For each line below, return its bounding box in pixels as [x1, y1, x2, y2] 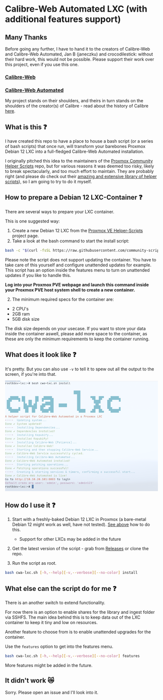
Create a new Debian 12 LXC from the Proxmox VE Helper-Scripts [12, 227, 143, 233]
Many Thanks [5, 33, 48, 41]
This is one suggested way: [5, 218, 60, 224]
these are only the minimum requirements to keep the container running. [5, 336, 150, 342]
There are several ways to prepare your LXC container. [5, 208, 114, 215]
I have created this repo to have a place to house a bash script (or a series [5, 138, 154, 144]
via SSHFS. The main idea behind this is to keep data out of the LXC [5, 614, 141, 620]
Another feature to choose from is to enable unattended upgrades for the [5, 629, 151, 635]
